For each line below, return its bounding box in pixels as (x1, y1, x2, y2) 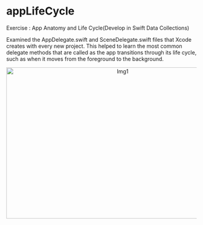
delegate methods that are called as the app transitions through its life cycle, (6, 48, 197, 56)
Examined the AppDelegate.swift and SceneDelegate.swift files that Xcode (6, 36, 192, 43)
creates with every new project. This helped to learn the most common (6, 42, 182, 50)
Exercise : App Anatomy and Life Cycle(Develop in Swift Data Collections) (6, 24, 190, 31)
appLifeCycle (6, 4, 75, 18)
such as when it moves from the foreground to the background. (6, 55, 164, 62)
